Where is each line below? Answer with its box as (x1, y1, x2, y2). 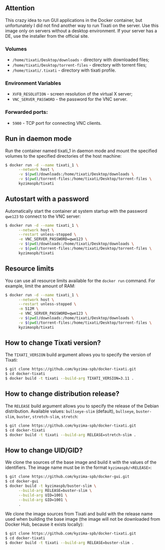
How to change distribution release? (5, 390, 120, 398)
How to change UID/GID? (5, 446, 83, 455)
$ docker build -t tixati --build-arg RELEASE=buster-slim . (5, 541, 134, 546)
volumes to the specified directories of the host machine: (5, 153, 122, 159)
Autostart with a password (5, 195, 89, 203)
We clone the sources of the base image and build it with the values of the (5, 459, 157, 465)
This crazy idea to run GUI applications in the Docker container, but (5, 17, 143, 23)
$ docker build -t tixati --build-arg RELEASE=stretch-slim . (5, 432, 136, 437)
